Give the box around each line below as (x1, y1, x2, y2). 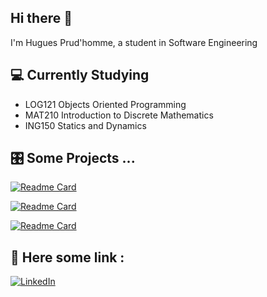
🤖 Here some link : (10, 249, 125, 266)
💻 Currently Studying (10, 67, 150, 84)
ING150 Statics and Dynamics (24, 119, 147, 131)
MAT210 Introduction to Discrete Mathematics (24, 109, 214, 121)
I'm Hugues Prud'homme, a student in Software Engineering (10, 36, 258, 48)
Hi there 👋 (10, 10, 73, 27)
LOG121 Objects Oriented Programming (24, 98, 187, 110)
